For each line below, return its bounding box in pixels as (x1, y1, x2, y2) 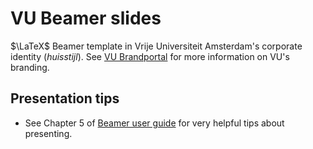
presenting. (24, 127, 73, 139)
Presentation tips (10, 90, 120, 107)
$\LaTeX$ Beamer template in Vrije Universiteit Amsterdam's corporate (10, 40, 303, 52)
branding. (10, 61, 50, 73)
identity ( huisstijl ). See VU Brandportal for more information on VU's (10, 50, 290, 62)
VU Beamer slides (10, 7, 162, 30)
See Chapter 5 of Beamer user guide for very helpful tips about (24, 117, 285, 129)
